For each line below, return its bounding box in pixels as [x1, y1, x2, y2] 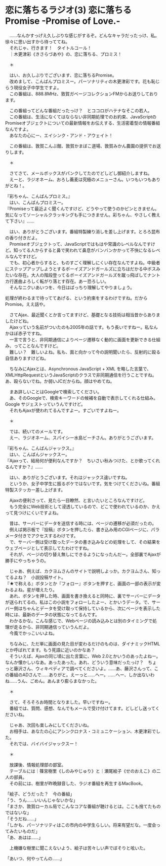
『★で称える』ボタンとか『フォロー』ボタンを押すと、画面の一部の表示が [5, 580, 157, 586]
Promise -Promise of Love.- [5, 15, 121, 27]
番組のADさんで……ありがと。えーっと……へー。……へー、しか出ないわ [9, 671, 155, 678]
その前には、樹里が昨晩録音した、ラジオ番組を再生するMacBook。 [9, 780, 146, 786]
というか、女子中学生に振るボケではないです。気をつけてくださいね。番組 [9, 480, 161, 487]
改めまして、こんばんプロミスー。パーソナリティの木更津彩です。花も [9, 78, 152, 84]
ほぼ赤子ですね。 [9, 330, 44, 336]
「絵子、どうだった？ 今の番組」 [5, 791, 75, 797]
